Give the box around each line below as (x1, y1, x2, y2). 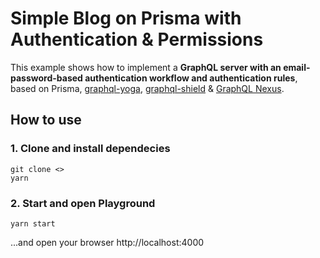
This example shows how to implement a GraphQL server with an (10, 61, 282, 73)
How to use (10, 112, 82, 129)
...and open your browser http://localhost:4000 (10, 236, 205, 248)
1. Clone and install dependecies (10, 142, 171, 156)
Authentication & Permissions (10, 28, 264, 51)
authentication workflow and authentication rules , (84, 72, 298, 84)
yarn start (10, 218, 56, 229)
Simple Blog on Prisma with (10, 7, 242, 30)
